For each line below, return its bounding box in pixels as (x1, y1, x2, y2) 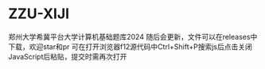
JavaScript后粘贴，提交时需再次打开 (8, 52, 127, 61)
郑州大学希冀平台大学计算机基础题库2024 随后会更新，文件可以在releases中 (8, 32, 258, 41)
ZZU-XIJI (8, 5, 70, 23)
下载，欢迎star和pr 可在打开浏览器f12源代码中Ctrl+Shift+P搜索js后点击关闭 (8, 41, 252, 52)
